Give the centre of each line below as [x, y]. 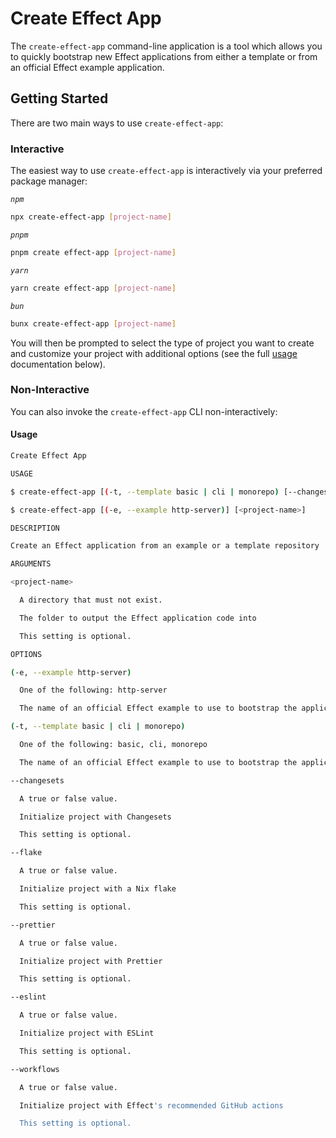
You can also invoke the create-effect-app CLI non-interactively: [144, 411]
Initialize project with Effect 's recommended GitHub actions [151, 1105]
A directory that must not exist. [91, 600]
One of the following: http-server [93, 690]
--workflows [35, 1069]
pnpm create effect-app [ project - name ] [93, 252]
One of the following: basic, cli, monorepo [113, 745]
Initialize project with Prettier [91, 961]
